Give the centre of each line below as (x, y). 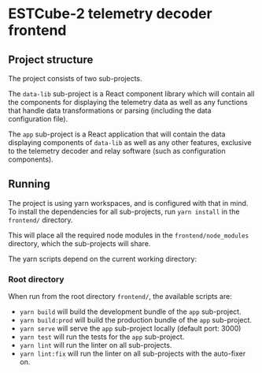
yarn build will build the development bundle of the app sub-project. (130, 311)
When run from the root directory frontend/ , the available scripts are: (120, 297)
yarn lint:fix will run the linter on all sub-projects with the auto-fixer (133, 354)
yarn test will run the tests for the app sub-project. (102, 337)
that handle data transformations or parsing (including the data (110, 110)
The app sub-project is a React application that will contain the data (117, 134)
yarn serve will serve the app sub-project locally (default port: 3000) (130, 329)
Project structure (51, 60)
